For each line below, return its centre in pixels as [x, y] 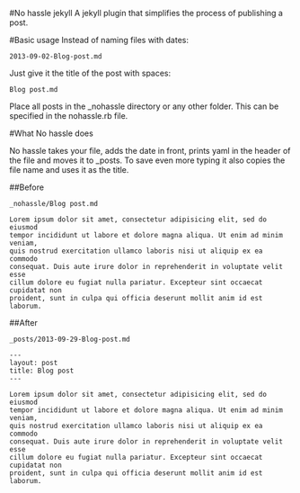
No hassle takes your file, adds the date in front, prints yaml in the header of [150, 151]
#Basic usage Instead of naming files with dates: [99, 40]
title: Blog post [42, 371]
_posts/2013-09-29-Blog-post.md [70, 339]
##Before [27, 187]
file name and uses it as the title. [69, 170]
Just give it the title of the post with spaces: [90, 73]
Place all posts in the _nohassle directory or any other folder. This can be [144, 106]
